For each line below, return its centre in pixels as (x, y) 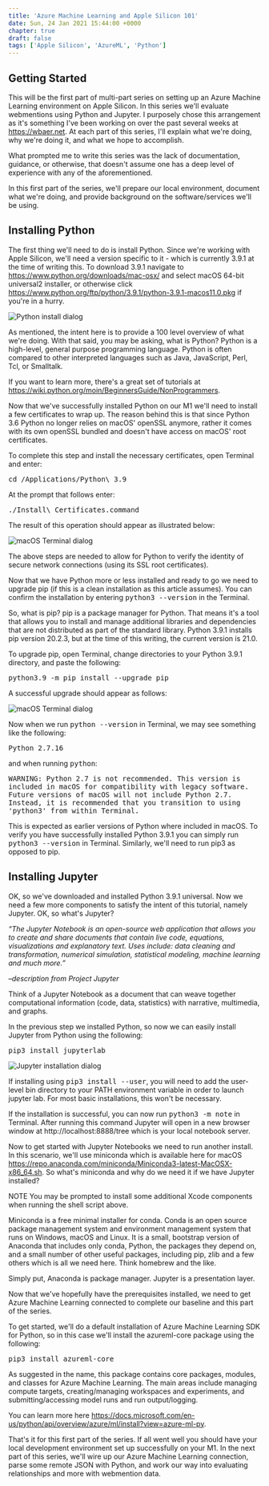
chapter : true (32, 30)
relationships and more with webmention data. (85, 1473)
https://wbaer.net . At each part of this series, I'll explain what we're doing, (130, 131)
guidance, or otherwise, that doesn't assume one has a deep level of (121, 164)
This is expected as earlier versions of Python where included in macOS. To (133, 826)
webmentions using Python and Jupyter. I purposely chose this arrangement (134, 114)
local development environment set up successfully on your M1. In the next (132, 1447)
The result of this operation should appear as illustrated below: (112, 525)
